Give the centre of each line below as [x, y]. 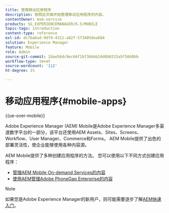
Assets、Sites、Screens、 [114, 132]
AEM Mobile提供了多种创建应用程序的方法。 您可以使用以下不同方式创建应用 [85, 155]
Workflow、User [22, 138]
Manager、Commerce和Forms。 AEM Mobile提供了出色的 [101, 138]
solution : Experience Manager [37, 43]
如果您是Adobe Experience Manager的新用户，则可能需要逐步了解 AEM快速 [83, 199]
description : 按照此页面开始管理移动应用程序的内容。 [56, 15]
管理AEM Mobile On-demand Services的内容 [59, 172]
